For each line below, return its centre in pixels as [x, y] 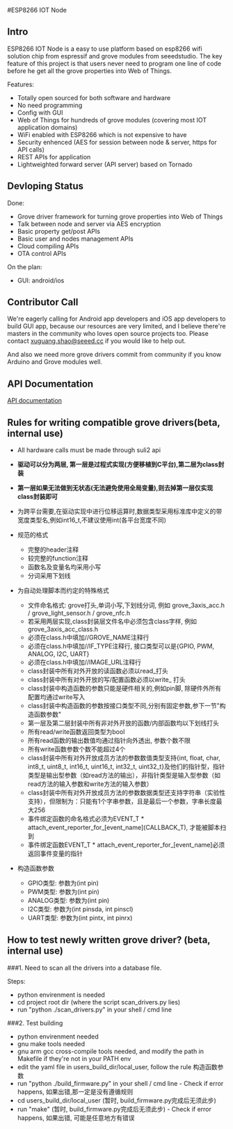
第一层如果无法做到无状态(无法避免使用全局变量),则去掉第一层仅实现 [115, 488]
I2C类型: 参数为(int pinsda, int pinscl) [80, 909]
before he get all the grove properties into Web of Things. [90, 71]
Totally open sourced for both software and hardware [94, 97]
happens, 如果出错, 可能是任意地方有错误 [76, 1118]
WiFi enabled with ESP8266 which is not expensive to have [102, 134]
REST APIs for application [54, 157]
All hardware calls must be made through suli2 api [89, 450]
